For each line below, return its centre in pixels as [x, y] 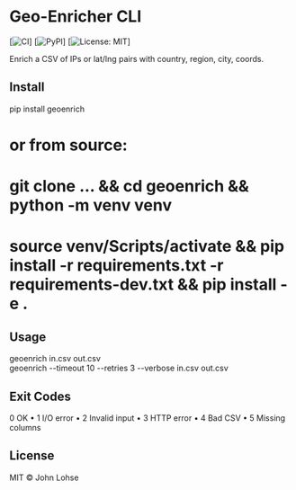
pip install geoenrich [47, 109]
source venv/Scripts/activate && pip [147, 247]
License [32, 456]
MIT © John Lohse [44, 477]
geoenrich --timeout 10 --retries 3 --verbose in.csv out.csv [119, 368]
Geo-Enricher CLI [76, 17]
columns [25, 427]
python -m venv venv [91, 205]
